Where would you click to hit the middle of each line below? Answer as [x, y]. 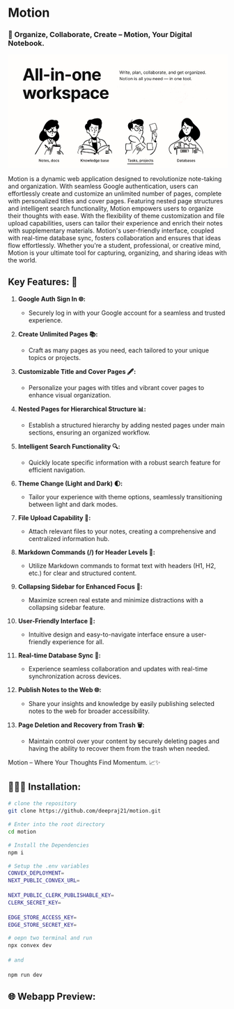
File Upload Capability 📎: [54, 517]
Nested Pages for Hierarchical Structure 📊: [82, 409]
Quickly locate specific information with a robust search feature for [125, 462]
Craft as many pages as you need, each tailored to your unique [119, 350]
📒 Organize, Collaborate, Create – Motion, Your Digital [100, 35]
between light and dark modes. [73, 504]
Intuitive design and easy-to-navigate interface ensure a [109, 634]
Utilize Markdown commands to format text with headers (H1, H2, [122, 565]
